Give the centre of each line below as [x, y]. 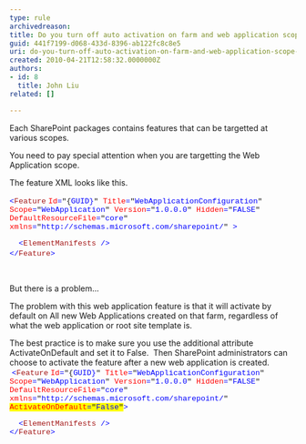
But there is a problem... [55, 288]
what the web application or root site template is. [101, 325]
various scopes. [40, 137]
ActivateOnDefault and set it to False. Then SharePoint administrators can [149, 352]
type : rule [30, 18]
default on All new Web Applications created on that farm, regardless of [144, 316]
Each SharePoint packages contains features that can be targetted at [139, 127]
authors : [26, 69]
